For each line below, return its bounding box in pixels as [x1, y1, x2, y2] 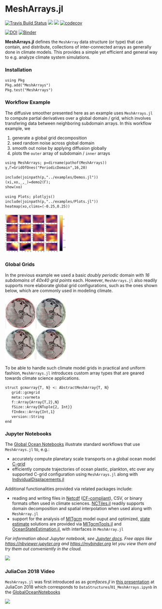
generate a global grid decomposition [12, 135, 87, 141]
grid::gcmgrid [11, 390, 40, 395]
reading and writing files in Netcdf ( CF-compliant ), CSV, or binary [12, 496, 143, 501]
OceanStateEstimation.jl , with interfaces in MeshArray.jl [12, 526, 124, 532]
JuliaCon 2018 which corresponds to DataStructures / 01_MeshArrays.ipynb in [5, 584, 157, 590]
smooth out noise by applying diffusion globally [12, 145, 107, 151]
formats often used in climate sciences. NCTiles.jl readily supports [12, 500, 145, 506]
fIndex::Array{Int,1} [11, 409, 55, 414]
